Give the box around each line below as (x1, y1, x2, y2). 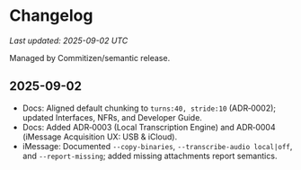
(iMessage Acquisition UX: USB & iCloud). (22, 131, 178, 142)
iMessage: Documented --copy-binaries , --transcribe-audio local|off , (22, 140, 293, 151)
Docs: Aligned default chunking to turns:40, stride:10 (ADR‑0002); (22, 103, 277, 113)
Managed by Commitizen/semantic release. (9, 52, 171, 63)
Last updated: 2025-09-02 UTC (9, 35, 128, 46)
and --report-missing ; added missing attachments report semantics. (22, 150, 278, 161)
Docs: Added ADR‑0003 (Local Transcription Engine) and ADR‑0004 (22, 121, 276, 132)
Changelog (9, 5, 93, 26)
